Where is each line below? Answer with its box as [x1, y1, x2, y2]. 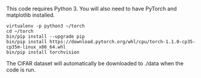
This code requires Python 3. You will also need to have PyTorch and [6, 5, 177, 12]
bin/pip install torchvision [6, 49, 80, 55]
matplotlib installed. [6, 11, 56, 19]
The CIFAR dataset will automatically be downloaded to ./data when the [6, 60, 184, 67]
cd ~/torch [6, 28, 34, 34]
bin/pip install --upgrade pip [6, 34, 85, 40]
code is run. [6, 66, 36, 73]
